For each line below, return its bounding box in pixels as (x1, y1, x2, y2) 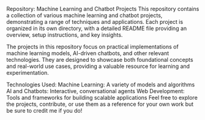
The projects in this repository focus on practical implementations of (6, 43, 179, 50)
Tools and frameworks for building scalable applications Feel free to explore (6, 94, 198, 101)
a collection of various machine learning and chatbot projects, (6, 12, 163, 19)
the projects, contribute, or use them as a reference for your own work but (6, 100, 194, 108)
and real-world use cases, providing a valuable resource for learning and (6, 62, 190, 70)
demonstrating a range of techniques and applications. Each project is (6, 18, 184, 25)
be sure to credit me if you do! (6, 107, 83, 114)
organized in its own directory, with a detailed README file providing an (6, 24, 187, 32)
